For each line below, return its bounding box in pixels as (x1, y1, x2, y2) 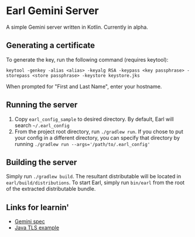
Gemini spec (14, 218, 45, 225)
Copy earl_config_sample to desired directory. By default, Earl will (14, 116, 174, 123)
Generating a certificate (6, 40, 95, 50)
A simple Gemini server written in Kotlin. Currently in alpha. (6, 23, 148, 31)
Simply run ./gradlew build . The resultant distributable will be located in (6, 173, 182, 180)
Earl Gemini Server (6, 4, 100, 18)
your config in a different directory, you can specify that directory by (14, 134, 180, 141)
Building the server (6, 157, 77, 167)
